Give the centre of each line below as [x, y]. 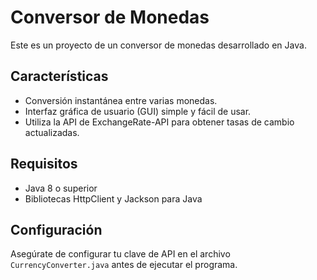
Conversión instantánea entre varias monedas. [121, 100]
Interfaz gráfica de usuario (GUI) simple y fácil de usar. [138, 111]
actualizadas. [52, 132]
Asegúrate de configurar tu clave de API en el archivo [120, 254]
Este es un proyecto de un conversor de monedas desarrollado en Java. [158, 45]
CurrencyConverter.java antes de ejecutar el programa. [124, 265]
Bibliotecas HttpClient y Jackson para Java [113, 198]
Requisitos [44, 164]
